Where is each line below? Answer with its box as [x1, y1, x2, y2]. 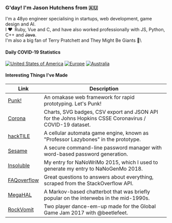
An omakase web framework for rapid [44, 93, 135, 101]
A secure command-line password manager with [44, 144, 162, 151]
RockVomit [8, 206, 34, 213]
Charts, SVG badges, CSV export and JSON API [44, 108, 159, 115]
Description [89, 85, 119, 92]
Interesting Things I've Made [5, 72, 68, 78]
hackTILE [8, 132, 30, 139]
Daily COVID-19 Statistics [5, 49, 61, 55]
